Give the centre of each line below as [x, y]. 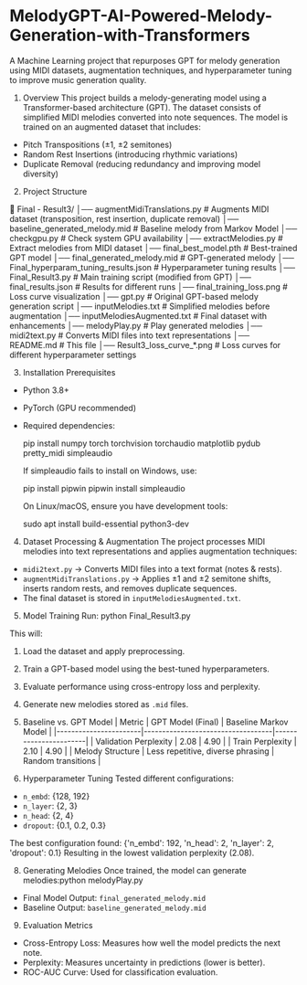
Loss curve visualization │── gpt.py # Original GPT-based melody [134, 296]
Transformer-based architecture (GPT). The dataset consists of [142, 107]
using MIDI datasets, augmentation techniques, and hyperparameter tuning [151, 70]
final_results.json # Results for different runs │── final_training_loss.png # [148, 286]
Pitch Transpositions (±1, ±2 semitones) [97, 144]
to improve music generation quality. [78, 79]
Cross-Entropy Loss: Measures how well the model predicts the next [152, 943]
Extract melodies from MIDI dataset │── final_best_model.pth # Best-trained [153, 248]
